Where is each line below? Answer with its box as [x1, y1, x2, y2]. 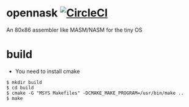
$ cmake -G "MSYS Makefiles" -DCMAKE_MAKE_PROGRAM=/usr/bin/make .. [6, 90, 184, 96]
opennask [6, 6, 58, 20]
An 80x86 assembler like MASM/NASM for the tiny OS [6, 26, 143, 33]
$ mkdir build [6, 79, 43, 85]
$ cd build [6, 85, 34, 91]
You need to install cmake [15, 67, 80, 75]
